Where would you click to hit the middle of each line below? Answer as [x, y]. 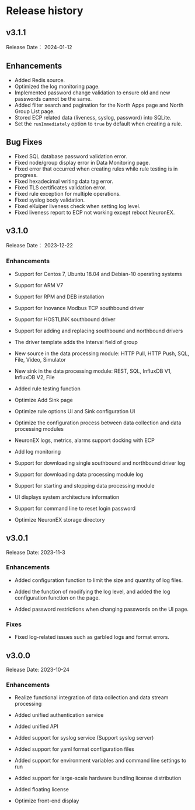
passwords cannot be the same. [53, 98]
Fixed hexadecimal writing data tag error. [64, 181]
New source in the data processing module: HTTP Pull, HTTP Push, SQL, [102, 353]
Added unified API [36, 726]
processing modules [39, 428]
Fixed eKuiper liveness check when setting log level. [77, 206]
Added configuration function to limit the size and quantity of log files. [99, 580]
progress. [26, 175]
